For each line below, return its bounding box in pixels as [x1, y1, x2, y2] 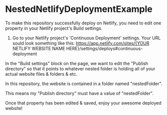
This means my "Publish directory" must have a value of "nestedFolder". [5, 90, 154, 96]
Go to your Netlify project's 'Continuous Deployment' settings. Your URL [12, 35, 161, 41]
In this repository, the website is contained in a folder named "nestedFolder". [5, 81, 163, 87]
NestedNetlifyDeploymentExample [5, 3, 153, 15]
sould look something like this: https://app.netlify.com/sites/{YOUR [12, 40, 150, 46]
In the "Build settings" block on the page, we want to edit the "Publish [5, 60, 149, 66]
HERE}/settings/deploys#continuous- [66, 45, 143, 51]
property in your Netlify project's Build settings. [5, 25, 103, 31]
